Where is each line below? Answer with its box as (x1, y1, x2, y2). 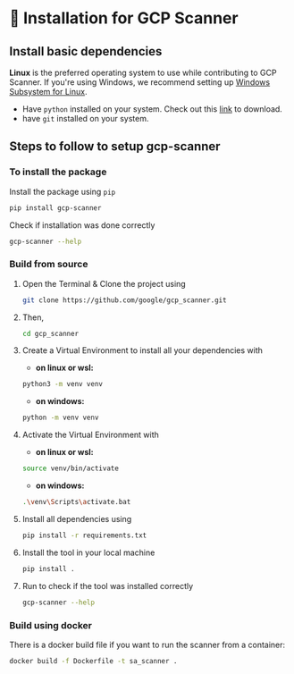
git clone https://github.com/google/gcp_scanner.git (21, 295, 227, 305)
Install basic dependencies (9, 44, 163, 59)
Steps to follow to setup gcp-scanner (9, 139, 221, 155)
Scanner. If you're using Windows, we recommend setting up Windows (9, 77, 271, 88)
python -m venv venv (21, 413, 99, 423)
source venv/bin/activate (21, 464, 119, 473)
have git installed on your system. (21, 114, 149, 123)
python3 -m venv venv (21, 380, 104, 389)
